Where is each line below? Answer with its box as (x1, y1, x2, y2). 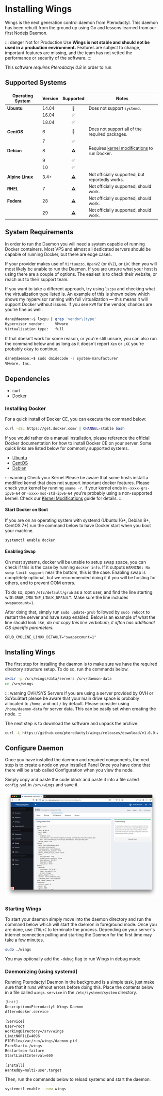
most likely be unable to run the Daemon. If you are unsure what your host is (5, 266, 158, 272)
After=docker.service (5, 1009, 49, 1015)
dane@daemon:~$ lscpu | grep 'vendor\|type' (5, 316, 97, 322)
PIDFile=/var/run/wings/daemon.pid (5, 1038, 77, 1044)
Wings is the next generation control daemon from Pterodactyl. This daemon (5, 20, 158, 25)
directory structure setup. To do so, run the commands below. (5, 666, 129, 672)
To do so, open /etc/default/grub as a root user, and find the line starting (5, 589, 153, 595)
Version (42, 95, 59, 101)
